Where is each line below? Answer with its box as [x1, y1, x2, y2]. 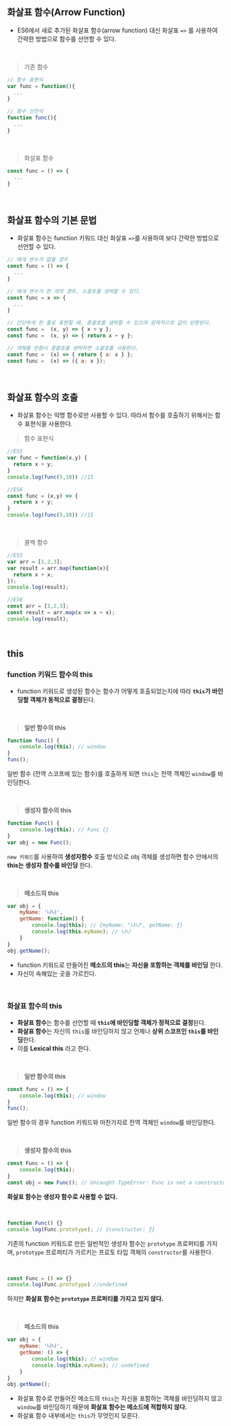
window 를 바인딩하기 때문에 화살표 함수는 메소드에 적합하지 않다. [16, 1403, 188, 1412]
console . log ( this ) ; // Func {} [19, 826, 109, 833]
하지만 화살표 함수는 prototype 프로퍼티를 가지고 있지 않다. [7, 1295, 164, 1303]
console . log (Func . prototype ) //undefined [7, 1282, 128, 1288]
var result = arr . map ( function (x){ [7, 565, 109, 572]
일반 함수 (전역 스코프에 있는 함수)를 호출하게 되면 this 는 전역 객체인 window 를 [7, 770, 217, 777]
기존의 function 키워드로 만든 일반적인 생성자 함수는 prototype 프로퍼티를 [7, 1239, 205, 1247]
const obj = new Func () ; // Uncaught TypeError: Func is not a [7, 1179, 192, 1186]
